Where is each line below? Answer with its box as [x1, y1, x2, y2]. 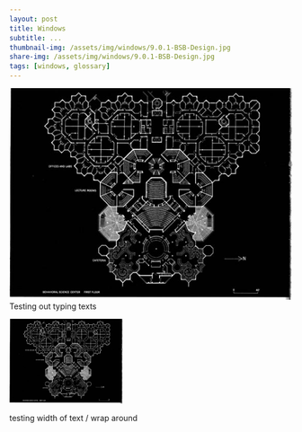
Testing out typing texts [9, 301, 97, 312]
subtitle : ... [9, 33, 63, 42]
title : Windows [9, 23, 67, 33]
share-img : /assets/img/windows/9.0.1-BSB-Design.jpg [9, 52, 216, 62]
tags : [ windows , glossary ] [9, 62, 111, 71]
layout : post [9, 14, 58, 23]
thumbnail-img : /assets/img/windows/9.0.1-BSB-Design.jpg [9, 43, 231, 52]
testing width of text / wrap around [9, 412, 138, 423]
